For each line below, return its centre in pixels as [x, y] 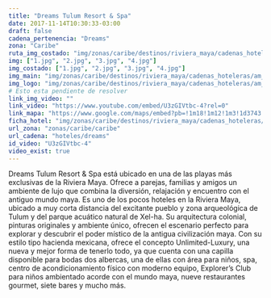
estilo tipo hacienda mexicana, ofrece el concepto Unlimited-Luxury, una [129, 242]
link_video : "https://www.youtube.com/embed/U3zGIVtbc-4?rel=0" [119, 106]
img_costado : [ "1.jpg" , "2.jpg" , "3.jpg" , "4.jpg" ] [97, 69]
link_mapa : [27, 114]
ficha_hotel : [30, 121]
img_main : [25, 76]
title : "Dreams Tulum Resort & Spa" [70, 16]
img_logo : [25, 83]
